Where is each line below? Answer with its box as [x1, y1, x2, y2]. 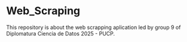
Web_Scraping [6, 4, 81, 18]
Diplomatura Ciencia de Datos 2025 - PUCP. [6, 30, 115, 37]
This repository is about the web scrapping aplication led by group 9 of [6, 24, 181, 31]
